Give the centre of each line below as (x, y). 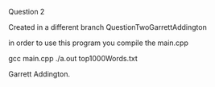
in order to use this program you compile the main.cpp (99, 43)
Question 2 (27, 12)
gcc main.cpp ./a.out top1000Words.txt (73, 58)
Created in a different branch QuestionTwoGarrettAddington (107, 27)
